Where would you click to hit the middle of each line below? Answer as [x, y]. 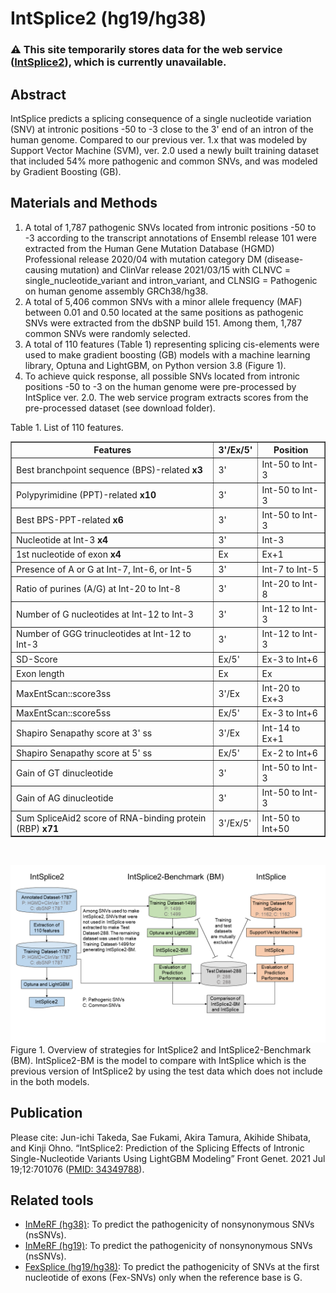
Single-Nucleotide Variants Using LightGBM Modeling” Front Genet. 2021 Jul [168, 1158]
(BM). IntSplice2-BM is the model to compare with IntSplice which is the [158, 1060]
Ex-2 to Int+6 [289, 753]
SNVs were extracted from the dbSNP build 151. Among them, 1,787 [163, 323]
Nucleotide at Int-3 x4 [62, 540]
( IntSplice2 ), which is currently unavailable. [118, 62]
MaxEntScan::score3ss [64, 693]
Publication [46, 1113]
